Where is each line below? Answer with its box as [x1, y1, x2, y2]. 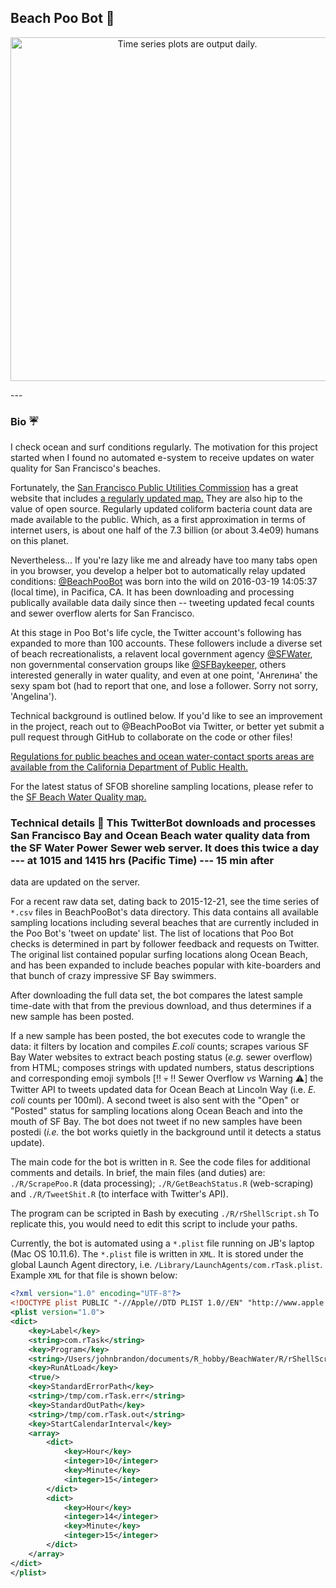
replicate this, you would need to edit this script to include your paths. [10, 1218, 298, 1230]
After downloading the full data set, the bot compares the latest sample [10, 989, 303, 1001]
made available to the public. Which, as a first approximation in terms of [10, 514, 306, 526]
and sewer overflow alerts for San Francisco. [10, 607, 195, 620]
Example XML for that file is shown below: [10, 1269, 178, 1281]
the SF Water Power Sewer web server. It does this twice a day [10, 841, 320, 855]
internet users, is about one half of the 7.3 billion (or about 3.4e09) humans [10, 524, 320, 536]
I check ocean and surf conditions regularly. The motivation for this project [10, 441, 318, 453]
